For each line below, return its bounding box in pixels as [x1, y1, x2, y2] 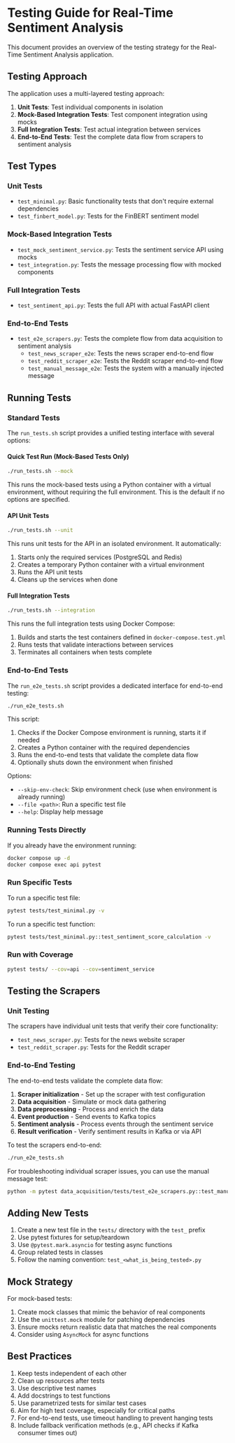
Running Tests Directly [7, 825, 86, 835]
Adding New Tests [7, 1207, 89, 1219]
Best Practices [7, 1351, 72, 1363]
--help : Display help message [17, 808, 104, 816]
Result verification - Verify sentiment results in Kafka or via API [17, 1127, 201, 1135]
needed [17, 736, 40, 745]
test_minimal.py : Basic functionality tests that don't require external [17, 197, 214, 206]
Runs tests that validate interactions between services [17, 640, 173, 649]
